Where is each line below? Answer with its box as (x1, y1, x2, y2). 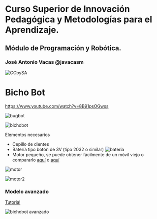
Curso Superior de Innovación (5, 3, 130, 15)
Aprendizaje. (5, 25, 59, 35)
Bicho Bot (5, 87, 45, 98)
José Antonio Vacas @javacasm (5, 58, 84, 65)
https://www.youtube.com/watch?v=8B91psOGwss (5, 103, 109, 109)
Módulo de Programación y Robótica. (5, 44, 122, 52)
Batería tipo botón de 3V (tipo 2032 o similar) (12, 146, 104, 152)
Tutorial (5, 199, 21, 205)
